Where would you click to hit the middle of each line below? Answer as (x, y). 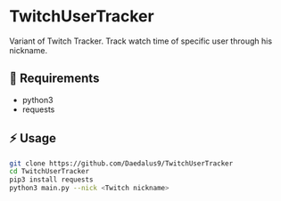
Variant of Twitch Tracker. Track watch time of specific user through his (141, 41)
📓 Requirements (54, 79)
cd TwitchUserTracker (50, 172)
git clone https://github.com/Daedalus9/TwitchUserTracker (121, 163)
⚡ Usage (33, 138)
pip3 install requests (51, 180)
